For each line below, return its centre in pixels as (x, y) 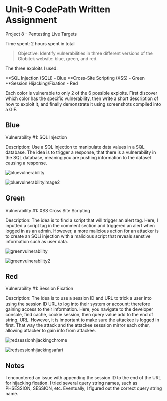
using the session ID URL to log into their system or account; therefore (78, 304)
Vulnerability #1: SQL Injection (36, 137)
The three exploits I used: (31, 68)
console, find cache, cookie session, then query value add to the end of (79, 315)
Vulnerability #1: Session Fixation (39, 289)
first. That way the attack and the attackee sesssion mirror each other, (78, 325)
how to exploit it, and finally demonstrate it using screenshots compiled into (83, 104)
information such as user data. (37, 241)
